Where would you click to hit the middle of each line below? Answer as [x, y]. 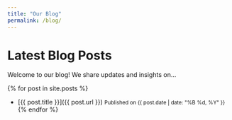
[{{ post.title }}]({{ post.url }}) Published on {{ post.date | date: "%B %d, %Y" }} [121, 102]
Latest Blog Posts [60, 55]
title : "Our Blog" [34, 14]
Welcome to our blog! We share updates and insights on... [92, 75]
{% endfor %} [38, 109]
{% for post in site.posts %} [48, 88]
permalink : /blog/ [34, 20]
